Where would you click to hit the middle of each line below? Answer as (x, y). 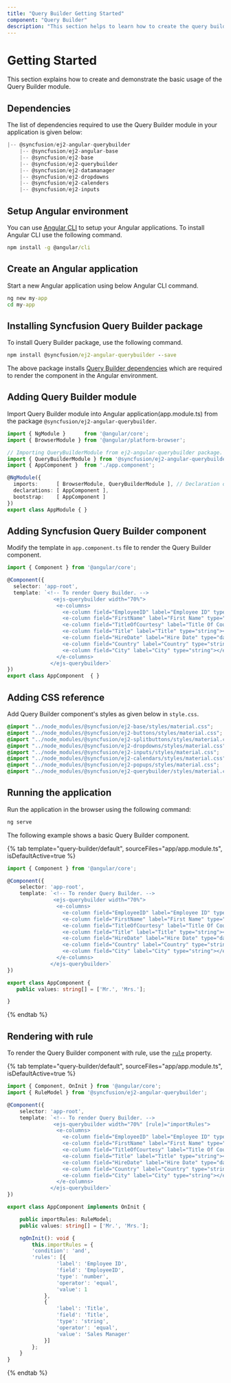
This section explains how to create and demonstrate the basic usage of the (114, 79)
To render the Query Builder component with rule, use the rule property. (110, 1053)
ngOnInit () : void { (47, 1238)
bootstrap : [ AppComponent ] (60, 497)
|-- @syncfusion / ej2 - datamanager (67, 170)
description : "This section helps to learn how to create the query (107, 26)
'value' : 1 (72, 1289)
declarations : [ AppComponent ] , (61, 491)
